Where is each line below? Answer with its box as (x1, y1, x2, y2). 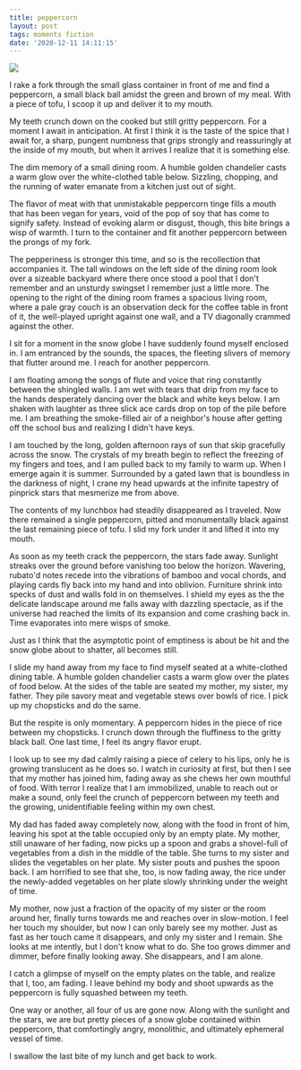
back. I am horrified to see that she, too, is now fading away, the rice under (9, 867, 287, 878)
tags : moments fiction (9, 30, 94, 39)
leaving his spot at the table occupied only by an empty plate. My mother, (9, 829, 280, 839)
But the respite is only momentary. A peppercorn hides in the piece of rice (9, 717, 282, 728)
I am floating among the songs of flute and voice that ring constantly (9, 374, 262, 386)
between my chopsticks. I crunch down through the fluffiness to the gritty (9, 727, 281, 738)
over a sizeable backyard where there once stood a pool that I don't (9, 273, 260, 284)
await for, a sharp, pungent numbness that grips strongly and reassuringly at (9, 136, 292, 146)
